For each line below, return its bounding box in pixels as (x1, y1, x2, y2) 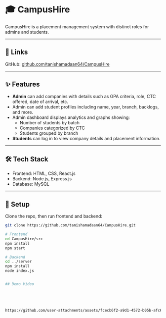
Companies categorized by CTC (19, 125, 85, 131)
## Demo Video (5, 282, 35, 287)
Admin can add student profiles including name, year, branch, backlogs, (12, 104, 159, 109)
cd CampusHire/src (5, 236, 43, 241)
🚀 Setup (5, 200, 30, 209)
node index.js (5, 268, 35, 273)
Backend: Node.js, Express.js (12, 176, 72, 182)
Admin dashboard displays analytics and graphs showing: (12, 114, 130, 120)
